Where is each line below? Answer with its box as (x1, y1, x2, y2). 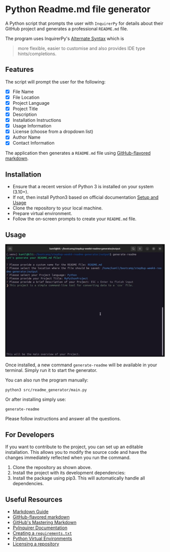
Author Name (12, 134, 41, 140)
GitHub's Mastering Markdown (12, 519, 77, 525)
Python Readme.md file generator (5, 4, 151, 15)
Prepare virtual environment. (12, 210, 72, 217)
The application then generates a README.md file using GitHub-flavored (5, 150, 151, 156)
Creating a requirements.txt (12, 530, 72, 536)
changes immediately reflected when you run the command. (5, 454, 131, 461)
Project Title (12, 105, 38, 112)
